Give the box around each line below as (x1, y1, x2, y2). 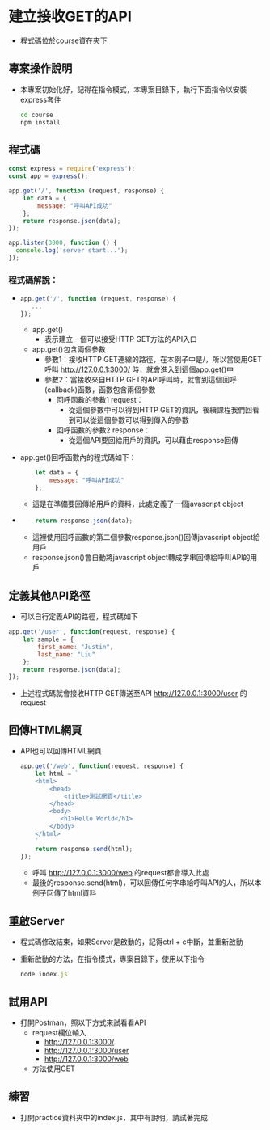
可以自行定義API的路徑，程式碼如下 (19, 612, 139, 622)
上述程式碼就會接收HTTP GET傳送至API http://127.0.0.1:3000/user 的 (19, 689, 247, 698)
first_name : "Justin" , (37, 643, 114, 651)
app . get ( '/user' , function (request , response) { (8, 628, 175, 636)
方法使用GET (32, 1064, 75, 1073)
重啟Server (8, 914, 65, 928)
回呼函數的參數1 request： (56, 394, 144, 404)
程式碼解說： (8, 274, 59, 285)
